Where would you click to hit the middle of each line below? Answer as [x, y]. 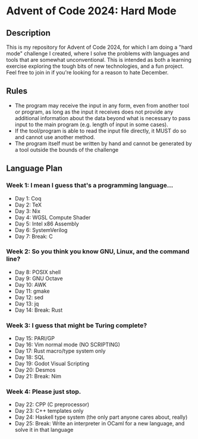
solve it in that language [44, 430]
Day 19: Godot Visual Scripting [52, 363]
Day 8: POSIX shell [38, 272]
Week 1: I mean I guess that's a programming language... [90, 186]
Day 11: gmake [32, 291]
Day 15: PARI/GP [35, 338]
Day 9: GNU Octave [39, 278]
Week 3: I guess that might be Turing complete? [77, 325]
